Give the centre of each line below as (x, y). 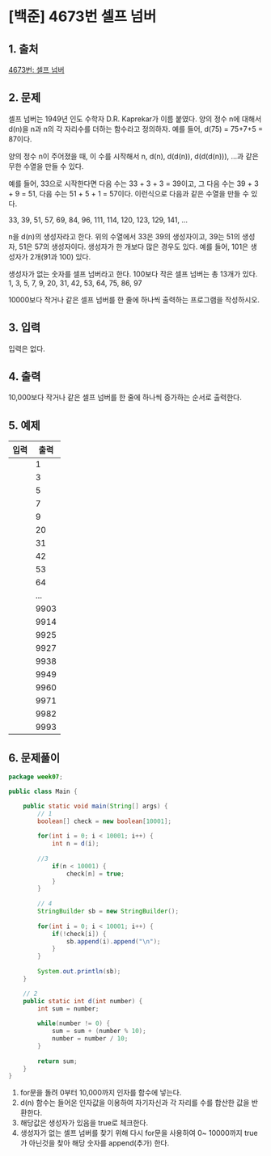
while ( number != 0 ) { (74, 1023)
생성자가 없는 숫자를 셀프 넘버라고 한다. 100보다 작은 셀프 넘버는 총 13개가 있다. (133, 274)
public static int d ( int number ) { (83, 1001)
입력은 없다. (27, 348)
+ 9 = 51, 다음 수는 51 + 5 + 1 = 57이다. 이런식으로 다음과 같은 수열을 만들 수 (129, 193)
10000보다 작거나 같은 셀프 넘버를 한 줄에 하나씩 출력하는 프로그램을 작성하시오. (134, 299)
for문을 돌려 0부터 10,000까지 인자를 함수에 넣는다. (101, 1093)
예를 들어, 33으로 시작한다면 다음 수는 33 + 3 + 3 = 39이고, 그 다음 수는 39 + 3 (133, 184)
